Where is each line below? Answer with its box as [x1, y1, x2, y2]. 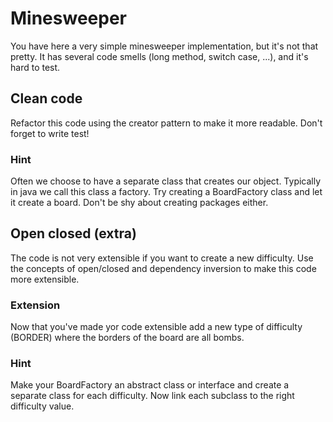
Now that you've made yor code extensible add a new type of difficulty [10, 321, 303, 333]
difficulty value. [10, 400, 75, 412]
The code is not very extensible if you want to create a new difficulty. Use [10, 252, 314, 264]
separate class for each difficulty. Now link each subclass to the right [10, 390, 295, 402]
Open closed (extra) [10, 225, 137, 242]
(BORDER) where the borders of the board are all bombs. [10, 332, 245, 344]
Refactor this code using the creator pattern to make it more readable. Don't [10, 117, 323, 129]
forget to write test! [10, 127, 90, 139]
